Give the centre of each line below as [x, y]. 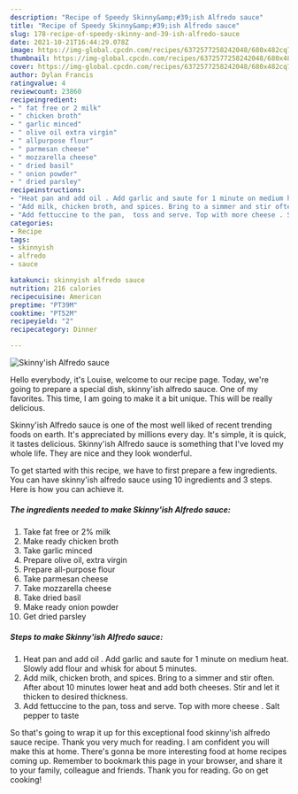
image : [22, 50]
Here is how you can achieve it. [67, 489]
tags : [20, 240]
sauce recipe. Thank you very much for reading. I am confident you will [140, 742]
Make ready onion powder [71, 606]
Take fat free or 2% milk [67, 531]
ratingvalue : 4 [38, 83]
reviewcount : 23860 [46, 91]
